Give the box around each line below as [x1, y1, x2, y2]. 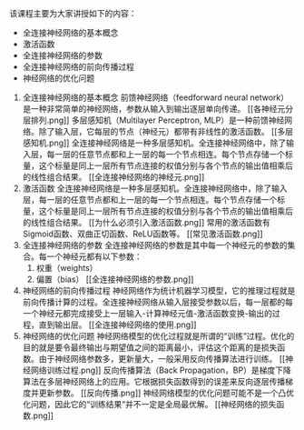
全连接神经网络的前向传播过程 [22, 62, 134, 72]
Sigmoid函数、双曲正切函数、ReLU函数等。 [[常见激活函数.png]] [22, 228, 263, 239]
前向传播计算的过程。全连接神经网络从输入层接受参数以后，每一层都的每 [22, 296, 293, 307]
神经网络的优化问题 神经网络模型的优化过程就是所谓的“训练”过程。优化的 [22, 331, 295, 341]
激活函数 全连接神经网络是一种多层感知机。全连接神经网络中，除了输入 [22, 183, 288, 194]
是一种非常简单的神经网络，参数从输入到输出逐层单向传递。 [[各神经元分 [22, 104, 293, 114]
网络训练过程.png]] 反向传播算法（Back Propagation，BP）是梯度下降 [30, 365, 292, 375]
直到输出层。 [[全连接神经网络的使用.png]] [38, 319, 197, 330]
